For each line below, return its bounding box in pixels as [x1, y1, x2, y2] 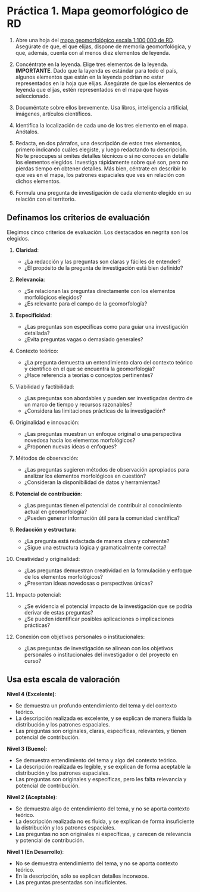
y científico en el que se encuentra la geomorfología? [24, 365, 155, 372]
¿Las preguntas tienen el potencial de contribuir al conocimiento [24, 501, 182, 509]
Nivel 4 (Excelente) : [7, 690, 57, 697]
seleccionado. [15, 92, 50, 99]
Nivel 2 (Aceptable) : [7, 793, 57, 800]
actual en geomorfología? [24, 508, 87, 515]
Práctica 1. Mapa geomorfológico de [7, 4, 189, 18]
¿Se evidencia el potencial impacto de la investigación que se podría [24, 603, 192, 610]
